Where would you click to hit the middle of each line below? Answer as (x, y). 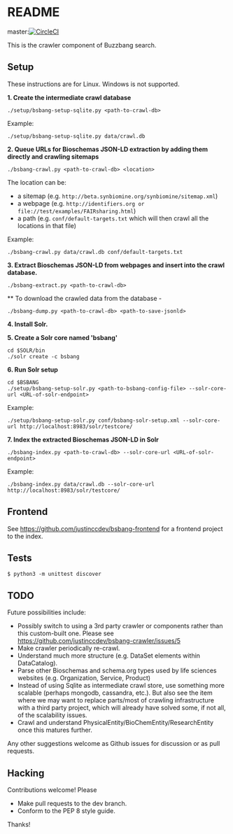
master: (18, 31)
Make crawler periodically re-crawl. (69, 649)
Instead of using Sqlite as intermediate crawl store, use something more (121, 686)
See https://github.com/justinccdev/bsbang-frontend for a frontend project (115, 528)
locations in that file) (47, 225)
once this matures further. (55, 730)
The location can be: (37, 182)
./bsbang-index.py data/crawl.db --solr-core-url (81, 484)
